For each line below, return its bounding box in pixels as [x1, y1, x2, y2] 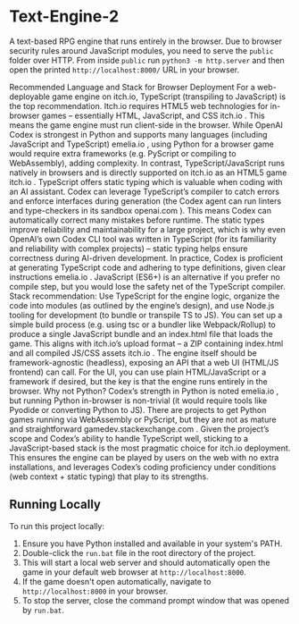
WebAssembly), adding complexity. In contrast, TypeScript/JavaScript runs [9, 157, 286, 168]
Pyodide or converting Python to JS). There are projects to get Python [9, 404, 267, 415]
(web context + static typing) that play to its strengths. [9, 471, 209, 482]
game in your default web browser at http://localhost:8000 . [21, 566, 247, 578]
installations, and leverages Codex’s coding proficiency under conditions [9, 461, 277, 472]
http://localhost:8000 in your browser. [21, 586, 169, 596]
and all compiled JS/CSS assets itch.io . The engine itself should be [9, 347, 257, 358]
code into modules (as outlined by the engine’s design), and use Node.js [9, 299, 275, 310]
